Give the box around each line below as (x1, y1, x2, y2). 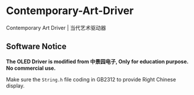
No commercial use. (6, 65, 56, 72)
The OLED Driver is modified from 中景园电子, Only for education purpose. (6, 57, 189, 65)
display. (6, 82, 25, 89)
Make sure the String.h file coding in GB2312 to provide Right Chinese (6, 76, 176, 83)
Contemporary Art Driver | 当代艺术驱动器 (6, 24, 106, 31)
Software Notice (6, 42, 67, 52)
